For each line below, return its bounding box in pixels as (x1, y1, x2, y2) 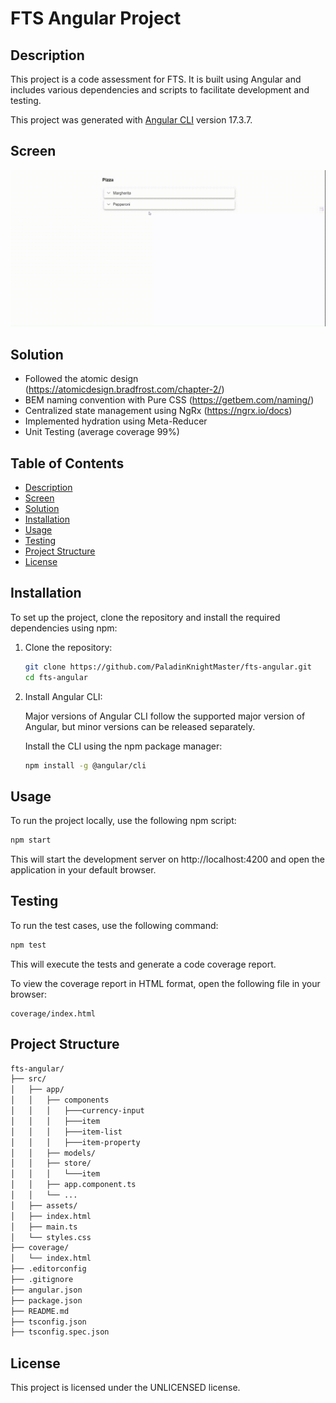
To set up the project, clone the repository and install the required (10, 611, 281, 623)
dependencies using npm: (10, 622, 118, 634)
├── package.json (10, 1295, 83, 1306)
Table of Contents (10, 455, 125, 472)
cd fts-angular (24, 672, 89, 682)
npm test (10, 940, 47, 950)
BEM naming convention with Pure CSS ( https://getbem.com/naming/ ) (24, 394, 315, 406)
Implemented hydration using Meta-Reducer (24, 415, 208, 427)
